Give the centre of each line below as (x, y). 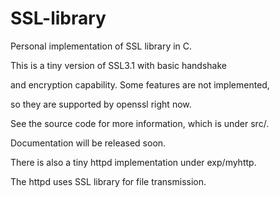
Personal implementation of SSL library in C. (101, 46)
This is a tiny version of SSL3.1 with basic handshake (118, 65)
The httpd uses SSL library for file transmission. (108, 181)
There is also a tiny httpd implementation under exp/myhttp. (133, 162)
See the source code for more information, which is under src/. (140, 123)
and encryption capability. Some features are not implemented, (140, 84)
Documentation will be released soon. (88, 143)
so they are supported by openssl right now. (101, 104)
